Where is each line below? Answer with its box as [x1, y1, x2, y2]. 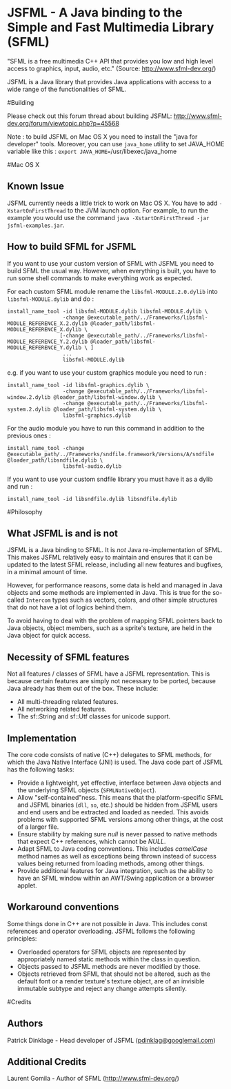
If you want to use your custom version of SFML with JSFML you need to [7, 259, 214, 267]
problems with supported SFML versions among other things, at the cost [17, 816, 223, 823]
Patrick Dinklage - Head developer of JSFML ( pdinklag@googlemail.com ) [7, 1036, 216, 1044]
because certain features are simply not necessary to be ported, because [7, 677, 216, 685]
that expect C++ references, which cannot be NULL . [17, 837, 166, 845]
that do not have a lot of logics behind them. [7, 603, 133, 611]
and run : [7, 482, 33, 491]
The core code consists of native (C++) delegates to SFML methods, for [7, 751, 212, 758]
